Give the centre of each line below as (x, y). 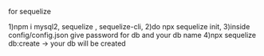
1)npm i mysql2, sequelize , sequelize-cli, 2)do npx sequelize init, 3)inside (129, 26)
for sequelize (30, 11)
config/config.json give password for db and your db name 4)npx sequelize (132, 35)
